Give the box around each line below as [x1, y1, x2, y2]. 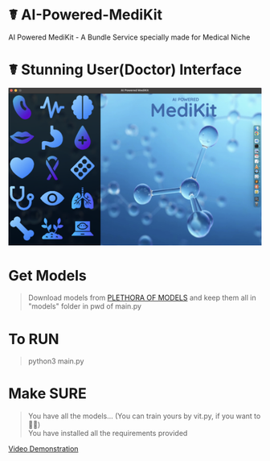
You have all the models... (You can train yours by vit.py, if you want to [27, 411, 261, 421]
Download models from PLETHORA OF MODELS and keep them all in [27, 293, 256, 303]
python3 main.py [27, 356, 84, 366]
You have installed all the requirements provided [27, 429, 188, 438]
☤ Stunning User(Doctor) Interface [8, 60, 243, 79]
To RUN [8, 330, 59, 348]
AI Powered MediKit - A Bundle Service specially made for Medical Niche [8, 32, 251, 42]
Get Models [8, 266, 87, 284]
